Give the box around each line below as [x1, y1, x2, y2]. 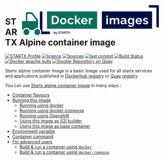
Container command [12, 134, 54, 139]
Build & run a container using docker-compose [19, 149, 110, 155]
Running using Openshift [19, 113, 69, 118]
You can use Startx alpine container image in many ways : [5, 82, 122, 88]
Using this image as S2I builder [19, 118, 82, 124]
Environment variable [12, 128, 55, 134]
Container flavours [12, 92, 50, 98]
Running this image [12, 97, 51, 103]
